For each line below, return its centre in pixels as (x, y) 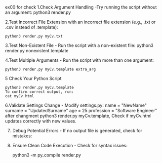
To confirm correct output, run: (40, 92)
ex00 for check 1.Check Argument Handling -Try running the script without (81, 7)
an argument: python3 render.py (38, 12)
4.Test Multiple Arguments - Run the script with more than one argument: (80, 60)
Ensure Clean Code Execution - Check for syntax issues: (70, 145)
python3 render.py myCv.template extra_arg (51, 69)
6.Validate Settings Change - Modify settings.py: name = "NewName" (76, 105)
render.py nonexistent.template (37, 51)
